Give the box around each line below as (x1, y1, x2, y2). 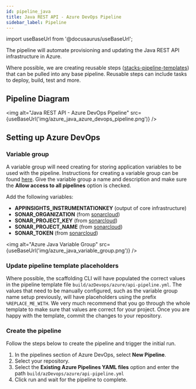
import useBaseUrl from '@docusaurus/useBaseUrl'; (6, 36, 133, 43)
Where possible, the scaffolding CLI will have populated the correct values (6, 275, 185, 282)
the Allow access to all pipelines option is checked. (6, 182, 132, 189)
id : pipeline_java (6, 8, 51, 15)
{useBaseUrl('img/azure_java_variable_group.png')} (6, 247, 130, 254)
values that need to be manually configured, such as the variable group (6, 287, 178, 294)
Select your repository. (14, 357, 70, 364)
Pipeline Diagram (6, 94, 70, 104)
